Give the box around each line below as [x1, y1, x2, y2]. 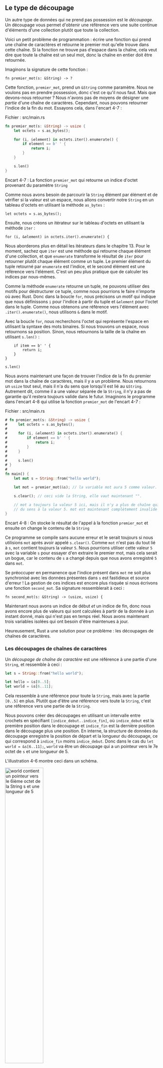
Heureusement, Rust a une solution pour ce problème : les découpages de [5, 628, 154, 634]
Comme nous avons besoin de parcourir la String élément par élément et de [5, 192, 158, 197]
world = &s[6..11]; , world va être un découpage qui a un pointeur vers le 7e [5, 744, 158, 749]
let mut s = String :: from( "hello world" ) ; [14, 476, 101, 481]
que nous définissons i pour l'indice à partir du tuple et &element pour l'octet [5, 298, 158, 305]
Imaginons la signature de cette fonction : [5, 66, 88, 72]
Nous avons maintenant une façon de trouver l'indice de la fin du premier [5, 373, 151, 379]
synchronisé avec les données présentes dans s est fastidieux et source [5, 575, 149, 581]
